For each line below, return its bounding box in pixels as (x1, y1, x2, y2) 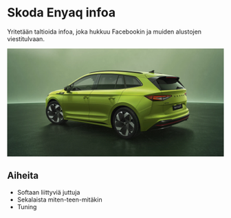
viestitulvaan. (7, 34, 45, 43)
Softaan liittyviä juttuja (16, 188, 80, 196)
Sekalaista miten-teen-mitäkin (16, 195, 102, 204)
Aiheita (7, 170, 39, 182)
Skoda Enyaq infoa (7, 5, 115, 21)
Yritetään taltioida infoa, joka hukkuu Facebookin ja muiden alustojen (7, 27, 201, 36)
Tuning (16, 202, 37, 210)
